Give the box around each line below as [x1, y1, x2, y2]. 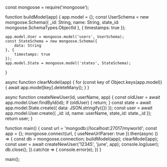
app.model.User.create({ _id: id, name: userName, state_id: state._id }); [5, 110, 152, 116]
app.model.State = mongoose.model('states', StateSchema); [5, 61, 131, 66]
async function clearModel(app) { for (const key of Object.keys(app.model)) [5, 79, 162, 85]
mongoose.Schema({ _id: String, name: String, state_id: [5, 20, 119, 25]
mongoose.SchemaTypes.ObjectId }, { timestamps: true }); [5, 25, 126, 31]
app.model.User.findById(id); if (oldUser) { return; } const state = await [5, 100, 151, 105]
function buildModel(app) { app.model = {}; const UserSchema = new [5, 14, 149, 20]
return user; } [5, 115, 33, 121]
